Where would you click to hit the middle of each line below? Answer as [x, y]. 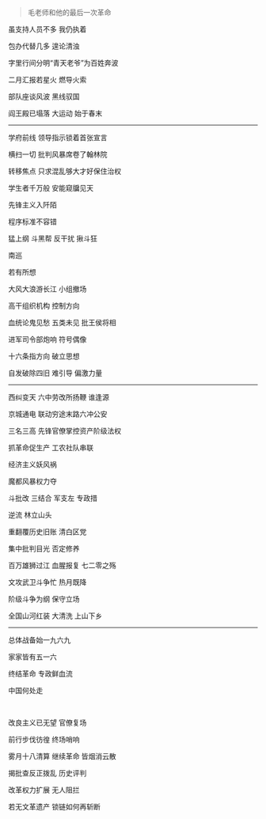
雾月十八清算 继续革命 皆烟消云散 [62, 756]
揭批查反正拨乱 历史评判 [47, 773]
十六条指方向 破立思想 [44, 356]
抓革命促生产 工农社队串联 [51, 447]
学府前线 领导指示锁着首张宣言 [58, 137]
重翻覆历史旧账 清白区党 [47, 532]
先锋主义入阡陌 [32, 205]
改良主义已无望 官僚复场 [47, 722]
